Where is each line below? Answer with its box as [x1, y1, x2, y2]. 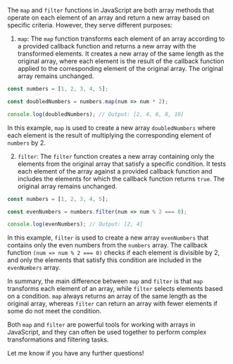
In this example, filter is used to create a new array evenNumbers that [7, 233, 209, 242]
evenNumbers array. [7, 264, 61, 272]
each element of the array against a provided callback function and [17, 167, 213, 175]
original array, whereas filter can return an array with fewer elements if [7, 299, 218, 308]
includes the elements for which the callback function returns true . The [17, 174, 225, 183]
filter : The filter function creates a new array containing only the [17, 152, 215, 160]
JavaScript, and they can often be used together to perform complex [7, 328, 207, 337]
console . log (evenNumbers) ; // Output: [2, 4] [7, 221, 143, 228]
